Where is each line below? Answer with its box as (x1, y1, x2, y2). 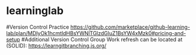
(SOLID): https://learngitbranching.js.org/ (6, 42, 107, 49)
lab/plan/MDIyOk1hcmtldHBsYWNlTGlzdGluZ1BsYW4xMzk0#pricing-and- (6, 29, 186, 36)
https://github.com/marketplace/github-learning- (70, 23, 190, 30)
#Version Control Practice (6, 23, 69, 30)
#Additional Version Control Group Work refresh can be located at (21, 36, 183, 43)
